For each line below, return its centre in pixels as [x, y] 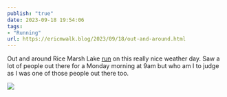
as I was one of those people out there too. [68, 74]
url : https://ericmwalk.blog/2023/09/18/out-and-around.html [97, 39]
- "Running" [24, 33]
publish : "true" [30, 13]
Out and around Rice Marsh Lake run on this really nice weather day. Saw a [113, 58]
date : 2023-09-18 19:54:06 [46, 20]
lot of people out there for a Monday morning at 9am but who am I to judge [113, 66]
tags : [15, 26]
